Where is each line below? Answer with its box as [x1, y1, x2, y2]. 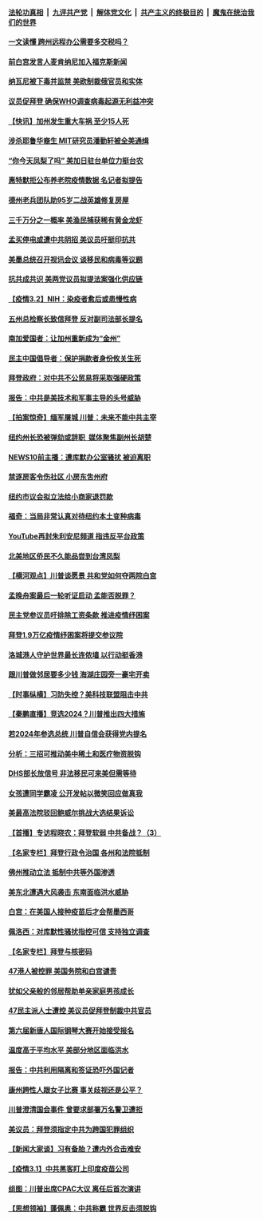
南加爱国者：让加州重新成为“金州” [8, 334, 121, 344]
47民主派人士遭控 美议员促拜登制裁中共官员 [8, 1006, 151, 1015]
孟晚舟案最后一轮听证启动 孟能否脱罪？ [8, 590, 136, 600]
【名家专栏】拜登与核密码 [8, 947, 92, 956]
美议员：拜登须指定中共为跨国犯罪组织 [8, 1124, 134, 1134]
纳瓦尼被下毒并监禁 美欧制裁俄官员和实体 [8, 77, 143, 86]
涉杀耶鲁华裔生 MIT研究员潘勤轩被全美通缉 [8, 136, 149, 145]
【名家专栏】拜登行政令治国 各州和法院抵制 [8, 848, 150, 857]
